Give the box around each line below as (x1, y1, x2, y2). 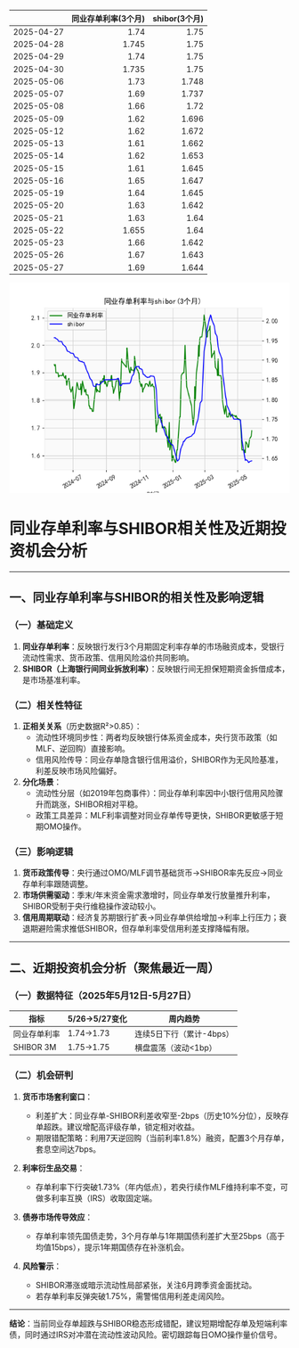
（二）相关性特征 (9, 699, 83, 711)
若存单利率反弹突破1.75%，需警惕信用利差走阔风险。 (35, 1290, 230, 1302)
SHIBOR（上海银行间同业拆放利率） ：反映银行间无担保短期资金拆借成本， (21, 663, 290, 674)
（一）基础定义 (9, 619, 74, 631)
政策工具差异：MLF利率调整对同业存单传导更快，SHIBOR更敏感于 (35, 810, 276, 820)
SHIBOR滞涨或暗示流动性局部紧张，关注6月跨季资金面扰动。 (35, 1279, 257, 1290)
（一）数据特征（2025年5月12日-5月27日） (9, 989, 198, 1001)
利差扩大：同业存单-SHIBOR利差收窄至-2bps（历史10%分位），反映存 (35, 1110, 289, 1121)
